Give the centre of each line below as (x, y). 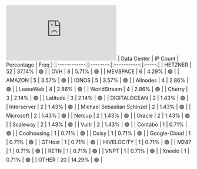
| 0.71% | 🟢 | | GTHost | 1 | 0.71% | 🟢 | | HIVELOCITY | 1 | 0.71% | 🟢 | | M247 (99, 142)
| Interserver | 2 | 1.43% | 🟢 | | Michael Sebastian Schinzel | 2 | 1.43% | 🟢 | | (98, 107)
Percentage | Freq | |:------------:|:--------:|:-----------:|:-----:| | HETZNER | (99, 65)
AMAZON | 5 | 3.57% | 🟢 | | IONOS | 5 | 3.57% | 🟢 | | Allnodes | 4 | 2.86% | (97, 80)
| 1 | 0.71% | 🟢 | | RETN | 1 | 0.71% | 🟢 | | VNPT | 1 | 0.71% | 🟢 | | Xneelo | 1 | (98, 151)
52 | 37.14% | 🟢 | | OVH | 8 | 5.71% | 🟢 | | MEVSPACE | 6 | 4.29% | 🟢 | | (93, 71)
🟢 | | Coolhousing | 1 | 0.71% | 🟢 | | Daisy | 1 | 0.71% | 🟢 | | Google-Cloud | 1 (98, 133)
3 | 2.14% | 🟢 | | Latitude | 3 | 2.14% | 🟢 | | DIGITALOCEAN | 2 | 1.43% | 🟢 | (97, 98)
